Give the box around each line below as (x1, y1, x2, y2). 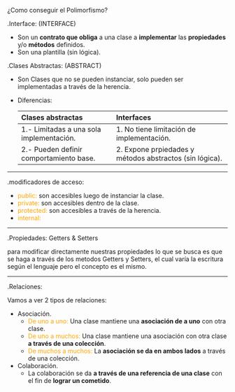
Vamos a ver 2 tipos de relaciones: (7, 296, 107, 304)
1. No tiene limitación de (116, 125, 196, 134)
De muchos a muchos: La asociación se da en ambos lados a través (27, 346, 226, 355)
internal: (17, 213, 42, 222)
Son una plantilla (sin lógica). (17, 48, 101, 56)
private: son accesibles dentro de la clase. (17, 199, 140, 207)
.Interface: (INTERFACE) (7, 20, 76, 27)
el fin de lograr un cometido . (27, 377, 112, 384)
